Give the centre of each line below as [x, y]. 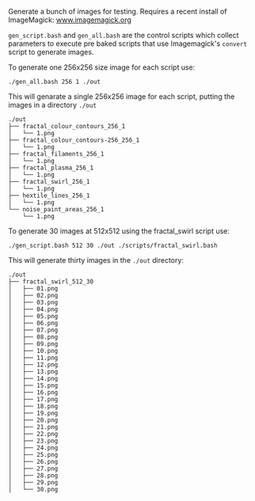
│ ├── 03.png [33, 302]
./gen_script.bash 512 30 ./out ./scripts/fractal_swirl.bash [113, 245]
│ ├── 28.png [33, 476]
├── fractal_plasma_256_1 [51, 168]
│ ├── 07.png [33, 330]
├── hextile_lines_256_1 [49, 195]
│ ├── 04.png [33, 309]
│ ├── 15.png [33, 385]
